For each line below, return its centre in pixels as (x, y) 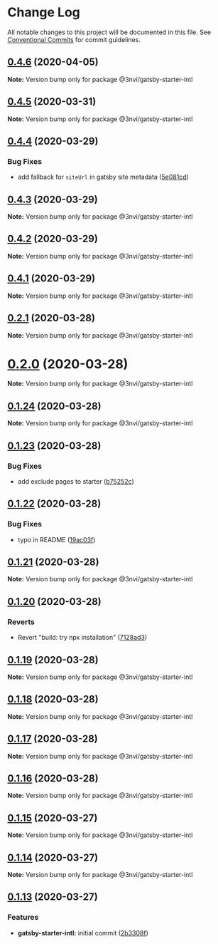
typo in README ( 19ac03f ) (56, 539)
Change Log (44, 12)
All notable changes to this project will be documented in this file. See (109, 32)
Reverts (21, 622)
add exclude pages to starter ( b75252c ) (76, 481)
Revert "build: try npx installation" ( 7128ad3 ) (82, 638)
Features (23, 918)
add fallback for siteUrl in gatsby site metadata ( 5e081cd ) (103, 177)
